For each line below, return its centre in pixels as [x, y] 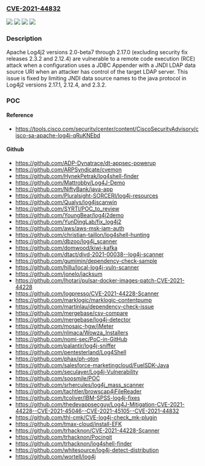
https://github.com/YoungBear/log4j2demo [69, 215]
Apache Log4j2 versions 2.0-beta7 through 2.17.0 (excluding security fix [97, 52]
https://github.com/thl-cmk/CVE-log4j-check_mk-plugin [86, 417]
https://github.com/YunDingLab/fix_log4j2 [68, 222]
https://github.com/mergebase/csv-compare [72, 313]
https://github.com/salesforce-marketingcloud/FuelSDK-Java [92, 365]
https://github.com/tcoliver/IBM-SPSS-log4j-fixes [77, 398]
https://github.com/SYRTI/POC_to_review [67, 208]
